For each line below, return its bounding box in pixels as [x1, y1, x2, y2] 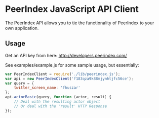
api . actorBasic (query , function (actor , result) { [5, 95, 112, 100]
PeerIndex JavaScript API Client [5, 3, 139, 15]
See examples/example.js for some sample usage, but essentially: [5, 62, 139, 68]
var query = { [5, 80, 35, 86]
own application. [5, 25, 39, 31]
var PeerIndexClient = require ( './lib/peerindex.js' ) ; [5, 72, 120, 77]
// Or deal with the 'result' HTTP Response [14, 104, 107, 109]
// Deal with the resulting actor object [14, 99, 100, 104]
